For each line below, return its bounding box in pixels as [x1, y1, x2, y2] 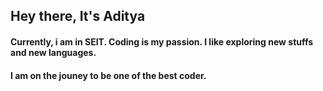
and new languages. [10, 46, 97, 58]
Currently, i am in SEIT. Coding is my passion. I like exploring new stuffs [10, 35, 314, 48]
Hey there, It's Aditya [10, 8, 146, 25]
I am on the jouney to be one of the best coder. [10, 69, 207, 81]
